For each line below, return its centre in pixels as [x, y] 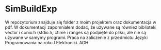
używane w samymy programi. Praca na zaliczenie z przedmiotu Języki [76, 37]
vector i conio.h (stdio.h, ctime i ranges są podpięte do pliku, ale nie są [76, 32]
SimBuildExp [31, 9]
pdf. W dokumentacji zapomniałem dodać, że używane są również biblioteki [81, 27]
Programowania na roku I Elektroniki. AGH [47, 42]
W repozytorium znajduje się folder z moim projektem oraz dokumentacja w [81, 22]
